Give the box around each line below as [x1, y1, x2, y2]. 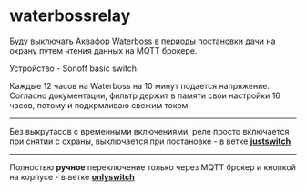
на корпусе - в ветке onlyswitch [9, 171, 135, 182]
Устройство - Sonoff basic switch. [9, 63, 139, 74]
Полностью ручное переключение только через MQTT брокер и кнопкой [9, 161, 296, 173]
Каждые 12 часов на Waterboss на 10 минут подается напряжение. [9, 80, 270, 91]
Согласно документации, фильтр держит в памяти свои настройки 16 [9, 90, 280, 101]
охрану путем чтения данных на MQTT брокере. [9, 45, 198, 55]
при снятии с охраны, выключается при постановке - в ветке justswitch [9, 136, 291, 146]
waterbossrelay [9, 5, 131, 26]
